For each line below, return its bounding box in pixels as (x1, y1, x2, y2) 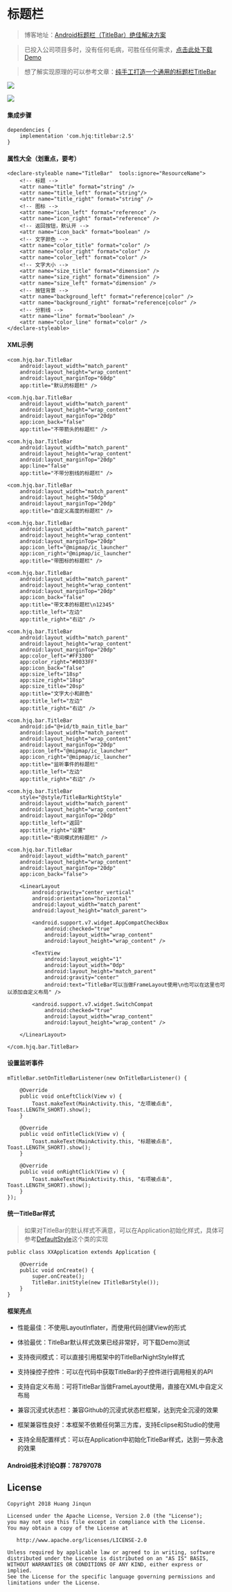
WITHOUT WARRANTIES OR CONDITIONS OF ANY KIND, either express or (7, 1561, 203, 1568)
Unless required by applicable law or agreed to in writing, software (7, 1549, 215, 1556)
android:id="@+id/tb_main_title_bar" (19, 723, 129, 730)
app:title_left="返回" (19, 819, 83, 826)
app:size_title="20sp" (19, 682, 85, 689)
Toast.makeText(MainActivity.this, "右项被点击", (32, 1175, 173, 1182)
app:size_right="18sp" (19, 676, 85, 684)
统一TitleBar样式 (7, 1209, 55, 1218)
